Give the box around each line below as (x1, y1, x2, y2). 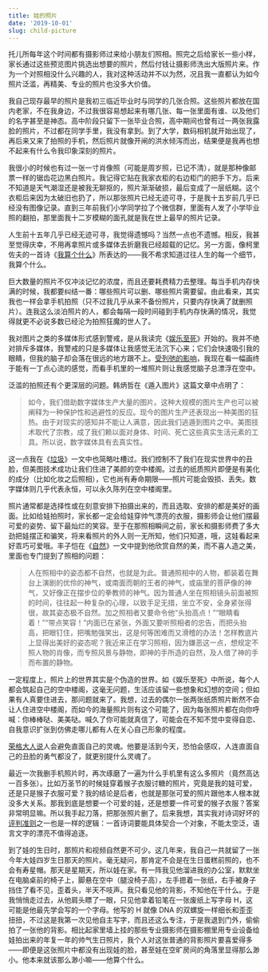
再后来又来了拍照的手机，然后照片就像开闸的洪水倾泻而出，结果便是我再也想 (8, 136, 260, 146)
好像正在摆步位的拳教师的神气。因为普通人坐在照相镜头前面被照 (49, 588, 259, 598)
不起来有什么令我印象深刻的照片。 (8, 146, 120, 156)
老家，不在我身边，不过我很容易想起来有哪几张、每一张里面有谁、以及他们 (14, 106, 260, 116)
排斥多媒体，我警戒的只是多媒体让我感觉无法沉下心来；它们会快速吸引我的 (14, 344, 260, 354)
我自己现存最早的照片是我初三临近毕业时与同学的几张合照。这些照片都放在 (8, 97, 253, 106)
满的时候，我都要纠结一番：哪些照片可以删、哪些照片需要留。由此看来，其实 (8, 286, 260, 296)
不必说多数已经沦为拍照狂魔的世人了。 (29, 317, 156, 326)
